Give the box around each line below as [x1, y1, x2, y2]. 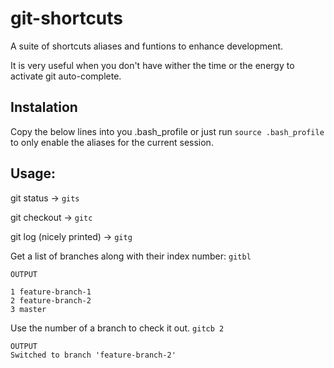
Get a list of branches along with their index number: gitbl [10, 250, 252, 262]
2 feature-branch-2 [10, 295, 92, 306]
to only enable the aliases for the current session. [10, 136, 214, 148]
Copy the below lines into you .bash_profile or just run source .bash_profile [10, 125, 325, 137]
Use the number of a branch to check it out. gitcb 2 [10, 322, 225, 334]
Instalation [10, 99, 78, 116]
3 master [10, 304, 47, 314]
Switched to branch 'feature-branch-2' [10, 350, 177, 360]
